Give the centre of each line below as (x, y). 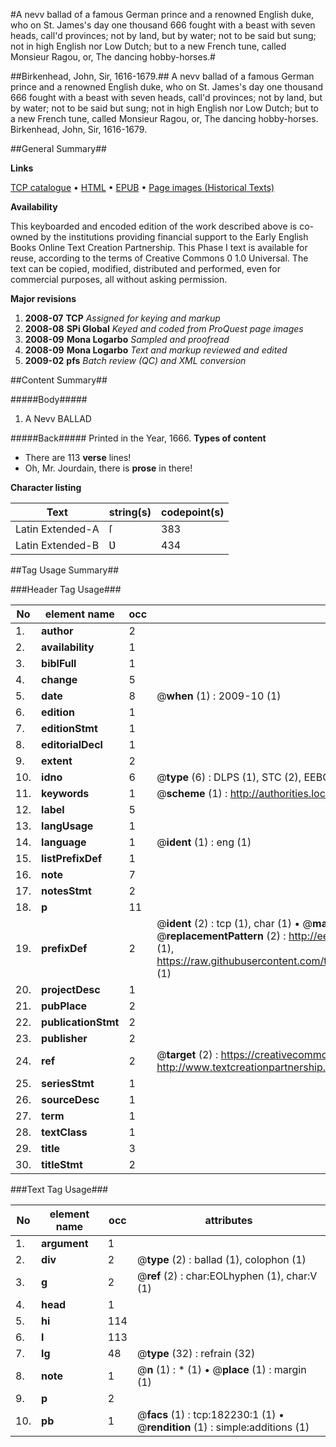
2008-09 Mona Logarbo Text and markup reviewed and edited (156, 350)
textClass (64, 1132)
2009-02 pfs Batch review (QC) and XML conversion (135, 360)
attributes (228, 1220)
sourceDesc (70, 1099)
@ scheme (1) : (192, 793)
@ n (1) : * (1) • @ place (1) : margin (221, 1369)
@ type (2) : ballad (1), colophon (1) (221, 1259)
